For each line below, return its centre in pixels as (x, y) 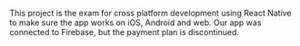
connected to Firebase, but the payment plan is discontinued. (124, 32)
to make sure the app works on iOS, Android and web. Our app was (135, 23)
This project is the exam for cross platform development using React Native (151, 13)
